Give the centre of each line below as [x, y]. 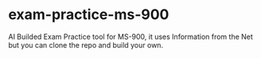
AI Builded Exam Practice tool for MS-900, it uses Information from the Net [130, 37]
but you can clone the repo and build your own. [86, 44]
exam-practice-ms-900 [89, 15]
